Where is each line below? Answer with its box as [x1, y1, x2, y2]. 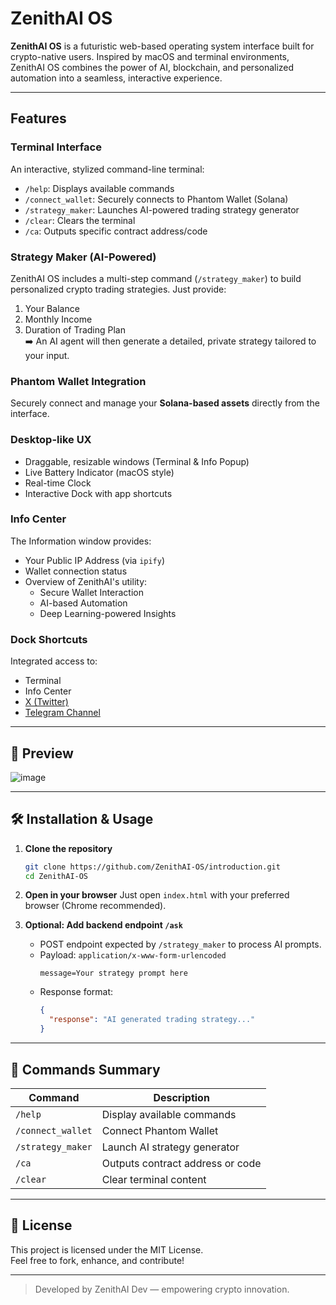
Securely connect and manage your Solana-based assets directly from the [10, 397, 320, 409]
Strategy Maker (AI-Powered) [10, 250, 157, 264]
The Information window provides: [10, 535, 152, 547]
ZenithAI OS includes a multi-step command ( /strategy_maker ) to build [10, 272, 302, 284]
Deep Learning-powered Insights [39, 607, 177, 619]
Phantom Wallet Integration [10, 374, 147, 388]
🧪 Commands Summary [10, 1061, 161, 1078]
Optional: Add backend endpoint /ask [24, 919, 183, 931]
